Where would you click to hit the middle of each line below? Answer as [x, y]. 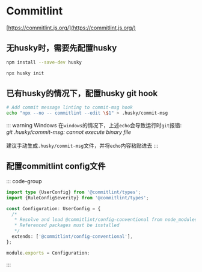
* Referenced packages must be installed [67, 225]
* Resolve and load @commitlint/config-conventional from [88, 220]
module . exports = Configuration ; [48, 253]
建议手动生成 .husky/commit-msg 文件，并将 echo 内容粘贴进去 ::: [82, 146]
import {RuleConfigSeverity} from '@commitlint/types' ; [78, 198]
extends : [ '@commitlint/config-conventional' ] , [72, 237]
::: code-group [24, 181]
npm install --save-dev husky [44, 62]
